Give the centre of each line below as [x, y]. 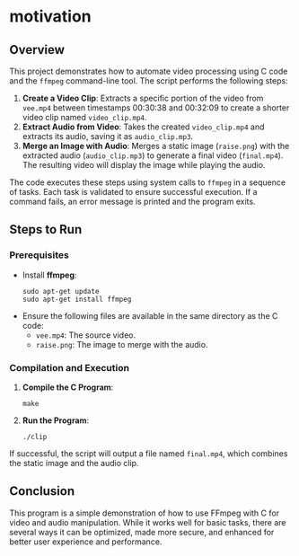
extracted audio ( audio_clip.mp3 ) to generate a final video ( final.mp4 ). [153, 155]
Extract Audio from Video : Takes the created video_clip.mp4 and [143, 127]
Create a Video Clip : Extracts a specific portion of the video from [143, 98]
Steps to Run [46, 229]
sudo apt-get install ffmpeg [77, 299]
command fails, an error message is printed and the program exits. [132, 201]
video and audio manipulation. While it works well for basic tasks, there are [148, 522]
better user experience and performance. [86, 542]
